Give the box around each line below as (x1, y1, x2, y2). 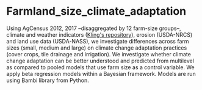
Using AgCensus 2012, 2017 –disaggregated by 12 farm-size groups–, (6, 24, 181, 32)
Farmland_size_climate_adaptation (6, 4, 187, 18)
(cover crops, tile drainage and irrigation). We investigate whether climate (6, 50, 191, 58)
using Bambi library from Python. (6, 77, 90, 84)
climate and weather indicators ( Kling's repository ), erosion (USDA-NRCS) (6, 31, 193, 38)
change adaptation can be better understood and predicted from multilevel (6, 57, 194, 64)
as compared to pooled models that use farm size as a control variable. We (6, 63, 195, 71)
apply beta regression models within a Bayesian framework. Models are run (6, 70, 197, 77)
